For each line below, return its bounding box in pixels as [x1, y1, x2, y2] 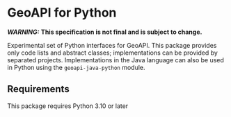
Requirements [7, 83, 70, 95]
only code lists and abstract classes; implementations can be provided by [7, 48, 218, 57]
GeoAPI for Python [7, 5, 117, 21]
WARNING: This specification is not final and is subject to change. [7, 28, 202, 36]
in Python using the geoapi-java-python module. [7, 63, 145, 71]
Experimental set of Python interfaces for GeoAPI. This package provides [7, 41, 217, 49]
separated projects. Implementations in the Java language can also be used [7, 55, 225, 64]
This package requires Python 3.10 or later [7, 102, 129, 110]
